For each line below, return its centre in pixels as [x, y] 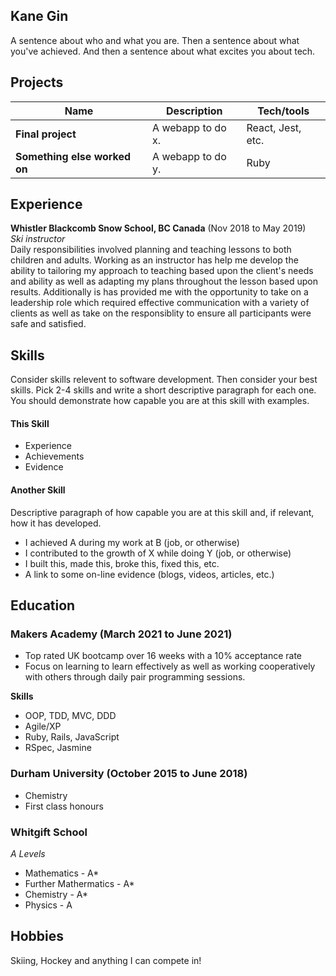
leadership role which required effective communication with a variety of [160, 303]
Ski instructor [38, 239]
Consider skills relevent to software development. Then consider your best [164, 380]
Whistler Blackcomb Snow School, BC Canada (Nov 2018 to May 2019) [158, 228]
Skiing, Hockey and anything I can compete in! [106, 960]
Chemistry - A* [56, 894]
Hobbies [37, 936]
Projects [37, 82]
